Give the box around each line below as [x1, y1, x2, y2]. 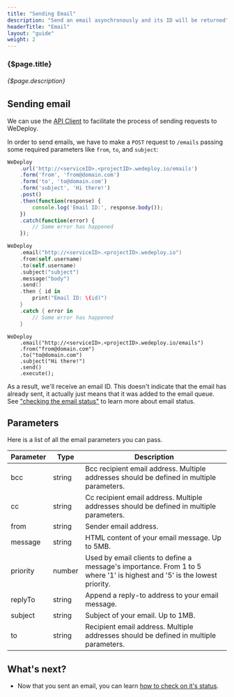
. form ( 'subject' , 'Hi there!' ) [19, 184, 111, 192]
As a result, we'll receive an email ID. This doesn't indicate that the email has [7, 382, 227, 390]
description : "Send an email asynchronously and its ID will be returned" [7, 17, 229, 24]
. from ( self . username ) [19, 256, 82, 263]
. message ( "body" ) [19, 275, 70, 282]
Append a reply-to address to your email [85, 591, 219, 601]
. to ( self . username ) [19, 262, 77, 269]
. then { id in [19, 288, 61, 295]
